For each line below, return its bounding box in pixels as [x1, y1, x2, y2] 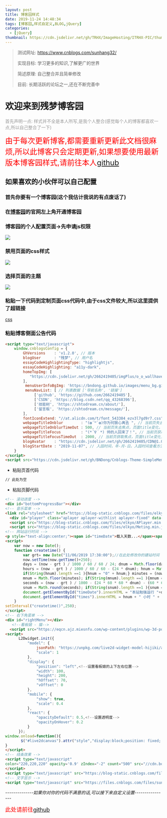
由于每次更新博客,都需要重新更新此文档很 [5, 136, 149, 145]
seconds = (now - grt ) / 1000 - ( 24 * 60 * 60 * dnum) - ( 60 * [23, 580, 159, 585]
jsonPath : [36, 645, 57, 651]
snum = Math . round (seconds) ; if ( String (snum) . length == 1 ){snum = [23, 585, 164, 590]
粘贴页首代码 [12, 467, 39, 473]
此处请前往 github [5, 806, 50, 814]
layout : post [5, 7, 32, 12]
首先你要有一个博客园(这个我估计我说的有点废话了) [5, 194, 126, 201]
